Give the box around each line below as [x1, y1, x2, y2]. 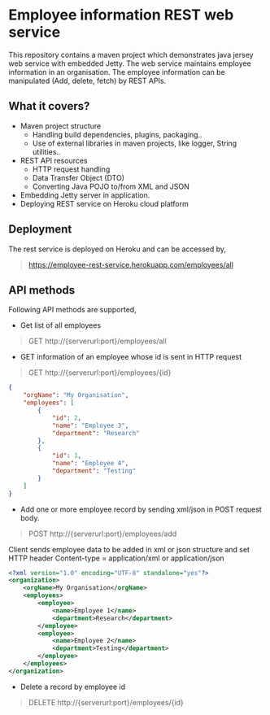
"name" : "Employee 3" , [51, 421, 129, 429]
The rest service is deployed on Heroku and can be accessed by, [8, 244, 226, 254]
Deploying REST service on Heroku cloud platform [20, 198, 189, 208]
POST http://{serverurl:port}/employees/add [28, 529, 177, 538]
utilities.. [32, 146, 61, 156]
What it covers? [8, 99, 90, 113]
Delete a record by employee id [20, 682, 126, 691]
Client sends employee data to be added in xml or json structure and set [8, 544, 250, 554]
